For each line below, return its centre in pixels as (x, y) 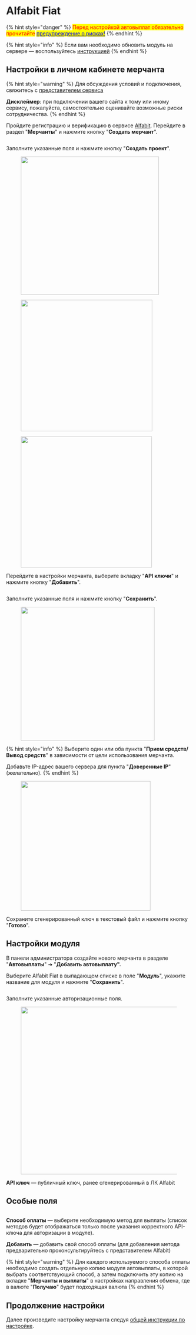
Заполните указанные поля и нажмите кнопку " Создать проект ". (88, 148)
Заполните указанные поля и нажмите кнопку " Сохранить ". (82, 599)
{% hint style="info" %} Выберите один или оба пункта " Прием (85, 749)
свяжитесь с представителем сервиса (55, 90)
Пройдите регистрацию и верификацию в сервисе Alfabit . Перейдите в (96, 125)
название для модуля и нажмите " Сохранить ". (65, 982)
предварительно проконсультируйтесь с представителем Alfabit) (89, 1251)
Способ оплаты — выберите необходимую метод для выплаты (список (97, 1220)
